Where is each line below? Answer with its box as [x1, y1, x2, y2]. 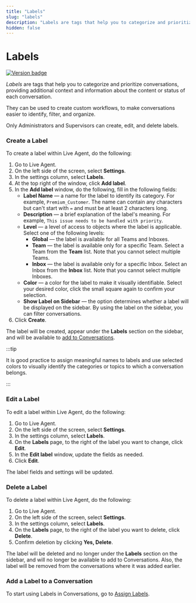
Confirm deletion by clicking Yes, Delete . [14, 539, 113, 546]
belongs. [6, 369, 27, 376]
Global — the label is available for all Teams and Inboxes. [32, 236, 169, 243]
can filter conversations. [23, 311, 82, 318]
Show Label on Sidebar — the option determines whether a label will [23, 298, 189, 305]
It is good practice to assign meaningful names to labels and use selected [6, 357, 183, 364]
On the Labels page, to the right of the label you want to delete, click [14, 526, 180, 533]
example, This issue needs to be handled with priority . [23, 217, 163, 224]
